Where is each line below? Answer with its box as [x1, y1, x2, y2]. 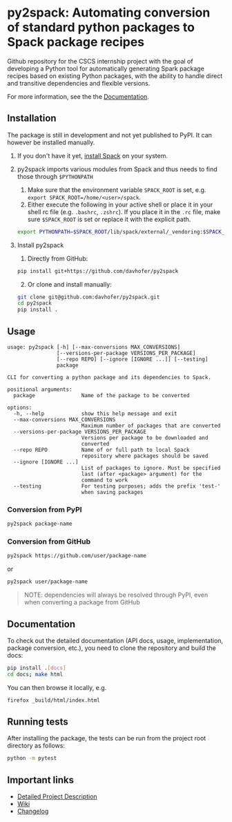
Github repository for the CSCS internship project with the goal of [7, 57, 193, 65]
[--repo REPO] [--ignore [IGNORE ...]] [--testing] [56, 356, 209, 363]
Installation [7, 113, 57, 124]
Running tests [7, 716, 69, 727]
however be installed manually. [7, 138, 95, 146]
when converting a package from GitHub [23, 598, 140, 606]
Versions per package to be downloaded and [81, 434, 209, 441]
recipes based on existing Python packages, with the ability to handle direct [7, 71, 223, 80]
